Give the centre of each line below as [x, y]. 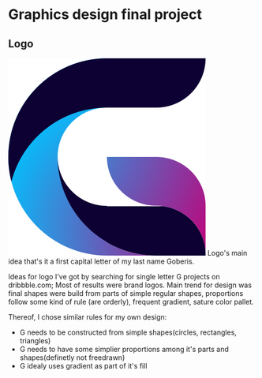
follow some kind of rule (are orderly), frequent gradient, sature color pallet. [131, 302]
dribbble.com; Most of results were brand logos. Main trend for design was [130, 285]
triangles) [35, 341]
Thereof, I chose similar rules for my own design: [88, 317]
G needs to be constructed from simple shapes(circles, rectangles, [128, 332]
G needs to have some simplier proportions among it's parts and [124, 349]
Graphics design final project [105, 15]
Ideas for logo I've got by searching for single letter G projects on [114, 277]
